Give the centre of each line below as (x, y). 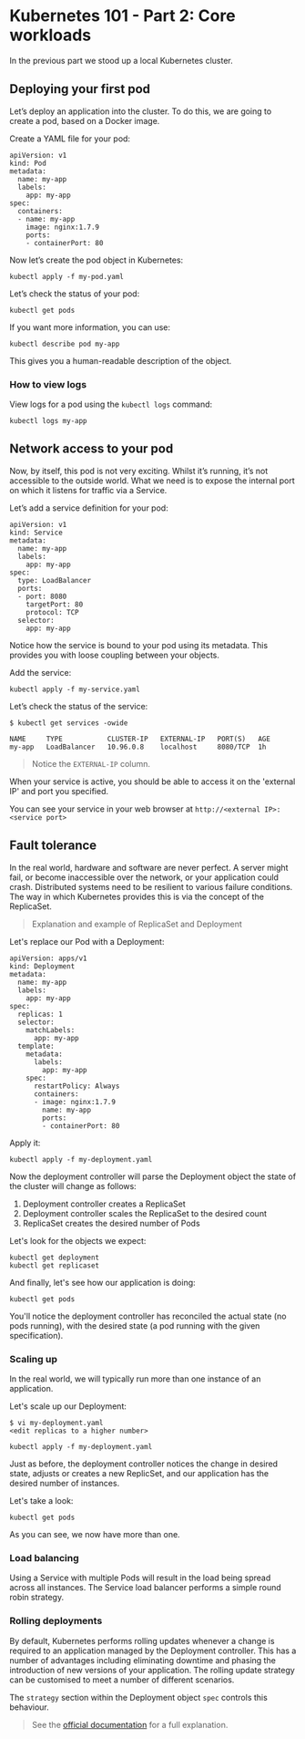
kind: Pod (28, 163)
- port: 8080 (42, 596)
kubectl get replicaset (55, 1265)
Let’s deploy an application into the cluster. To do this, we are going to (141, 111)
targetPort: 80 (55, 604)
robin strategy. (37, 1598)
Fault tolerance (53, 846)
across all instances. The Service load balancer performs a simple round (146, 1588)
